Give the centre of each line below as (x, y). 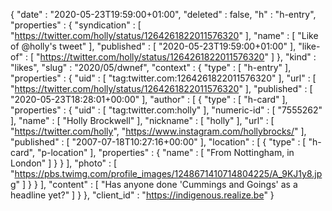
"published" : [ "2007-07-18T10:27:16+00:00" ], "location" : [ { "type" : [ (158, 142)
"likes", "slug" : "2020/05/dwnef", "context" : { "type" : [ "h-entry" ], (151, 67)
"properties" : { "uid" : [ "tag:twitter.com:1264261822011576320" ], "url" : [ (163, 78)
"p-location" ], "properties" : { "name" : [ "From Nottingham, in (165, 152)
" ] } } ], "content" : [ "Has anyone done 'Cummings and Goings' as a (156, 184)
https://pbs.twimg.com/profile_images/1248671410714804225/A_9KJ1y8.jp (168, 173)
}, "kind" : (296, 57)
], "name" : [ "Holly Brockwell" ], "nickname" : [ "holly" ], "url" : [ (142, 120)
